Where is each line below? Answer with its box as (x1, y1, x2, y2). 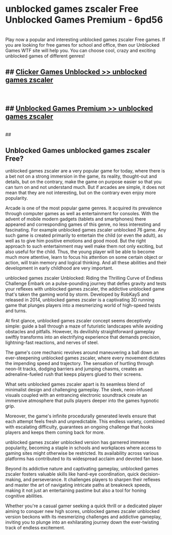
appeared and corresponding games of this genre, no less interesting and (5, 221, 161, 227)
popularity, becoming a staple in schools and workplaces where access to (5, 445, 162, 451)
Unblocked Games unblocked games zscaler (5, 146, 151, 155)
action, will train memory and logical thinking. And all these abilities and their (5, 260, 167, 266)
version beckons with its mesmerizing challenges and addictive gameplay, (5, 514, 162, 520)
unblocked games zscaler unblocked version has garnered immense (5, 440, 149, 446)
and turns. (5, 308, 27, 314)
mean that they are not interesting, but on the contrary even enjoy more (5, 189, 156, 196)
